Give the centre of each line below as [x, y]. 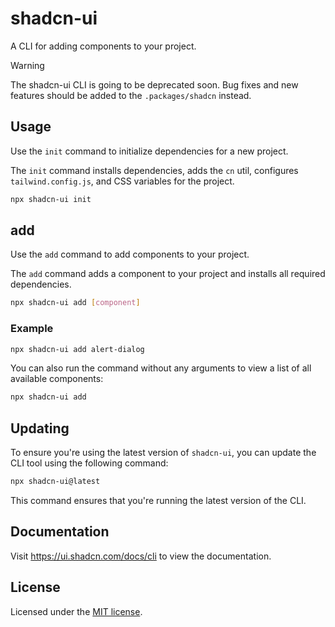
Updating [40, 428]
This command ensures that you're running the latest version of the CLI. [158, 501]
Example [32, 329]
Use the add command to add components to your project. [130, 254]
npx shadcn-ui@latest [55, 482]
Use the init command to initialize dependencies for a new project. [149, 151]
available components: [57, 379]
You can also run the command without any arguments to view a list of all [161, 368]
